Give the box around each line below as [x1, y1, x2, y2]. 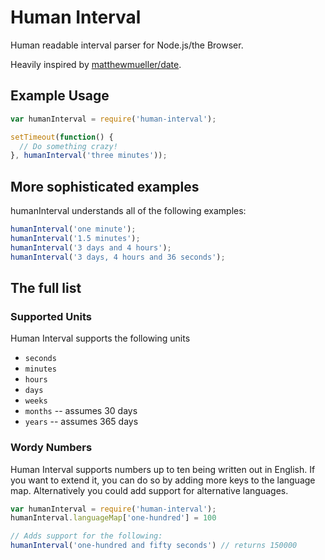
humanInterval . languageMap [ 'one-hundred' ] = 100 [10, 513, 217, 523]
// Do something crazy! [19, 141, 118, 151]
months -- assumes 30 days [24, 405, 138, 417]
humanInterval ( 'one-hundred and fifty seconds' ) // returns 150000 [10, 541, 298, 551]
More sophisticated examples [10, 178, 200, 195]
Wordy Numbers [10, 441, 93, 455]
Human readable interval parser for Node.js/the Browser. [10, 39, 244, 51]
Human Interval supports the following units [10, 332, 191, 345]
